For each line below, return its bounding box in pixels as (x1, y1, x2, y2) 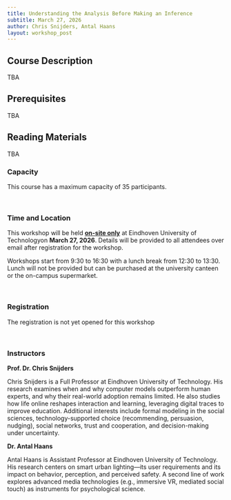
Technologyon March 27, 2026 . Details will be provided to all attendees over (7, 236, 224, 245)
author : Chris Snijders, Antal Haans (7, 23, 116, 30)
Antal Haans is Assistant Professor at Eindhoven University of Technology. (7, 455, 219, 463)
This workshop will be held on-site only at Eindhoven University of (7, 229, 197, 237)
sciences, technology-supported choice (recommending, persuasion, (7, 414, 204, 422)
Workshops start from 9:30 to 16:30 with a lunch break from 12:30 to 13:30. (7, 257, 221, 266)
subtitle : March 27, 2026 (7, 17, 81, 23)
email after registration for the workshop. (7, 243, 124, 252)
